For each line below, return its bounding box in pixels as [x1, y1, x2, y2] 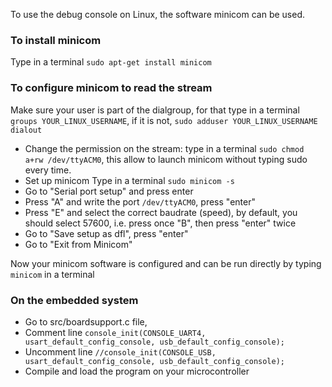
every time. [24, 164, 72, 176]
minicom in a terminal [10, 268, 95, 280]
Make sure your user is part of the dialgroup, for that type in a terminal [10, 104, 300, 116]
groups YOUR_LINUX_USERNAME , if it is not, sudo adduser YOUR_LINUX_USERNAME [10, 114, 318, 126]
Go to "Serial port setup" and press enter [24, 185, 194, 197]
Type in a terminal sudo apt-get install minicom [10, 56, 212, 68]
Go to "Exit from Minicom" [24, 238, 133, 250]
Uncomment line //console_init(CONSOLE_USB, [24, 345, 217, 358]
